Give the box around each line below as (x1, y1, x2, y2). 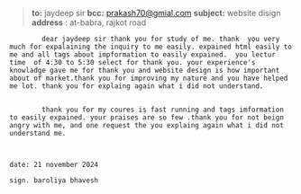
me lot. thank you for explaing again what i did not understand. (9, 82, 264, 91)
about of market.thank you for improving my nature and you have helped (9, 74, 288, 83)
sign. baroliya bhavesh (9, 176, 99, 185)
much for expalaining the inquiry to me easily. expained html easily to (9, 42, 293, 51)
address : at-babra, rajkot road (31, 17, 147, 28)
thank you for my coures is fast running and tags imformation (41, 105, 284, 114)
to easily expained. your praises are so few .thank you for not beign (9, 113, 284, 122)
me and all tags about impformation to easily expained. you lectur (9, 50, 277, 59)
